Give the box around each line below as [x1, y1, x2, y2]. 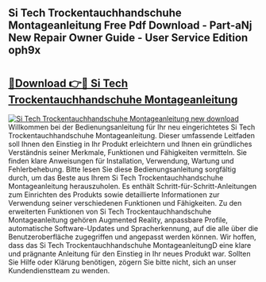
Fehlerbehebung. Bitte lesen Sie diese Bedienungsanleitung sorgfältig [8, 164, 237, 174]
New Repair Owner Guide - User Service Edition [8, 31, 249, 44]
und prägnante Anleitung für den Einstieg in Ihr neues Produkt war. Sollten [8, 249, 251, 258]
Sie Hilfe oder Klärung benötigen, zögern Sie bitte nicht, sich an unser [8, 257, 237, 267]
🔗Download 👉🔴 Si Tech [8, 76, 129, 90]
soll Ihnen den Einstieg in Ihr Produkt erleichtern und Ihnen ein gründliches [8, 139, 253, 149]
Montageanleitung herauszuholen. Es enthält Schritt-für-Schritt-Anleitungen [8, 182, 257, 191]
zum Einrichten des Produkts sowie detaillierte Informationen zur [8, 190, 220, 199]
